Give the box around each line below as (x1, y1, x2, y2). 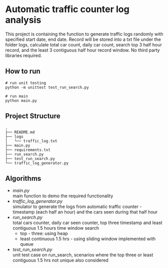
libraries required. (5, 52, 42, 59)
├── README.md (5, 130, 35, 135)
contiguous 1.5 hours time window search (12, 225, 99, 231)
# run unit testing (5, 80, 46, 85)
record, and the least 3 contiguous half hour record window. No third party (5, 47, 160, 53)
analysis (5, 14, 41, 26)
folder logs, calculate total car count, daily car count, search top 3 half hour (5, 41, 162, 47)
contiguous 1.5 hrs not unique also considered (12, 257, 108, 263)
